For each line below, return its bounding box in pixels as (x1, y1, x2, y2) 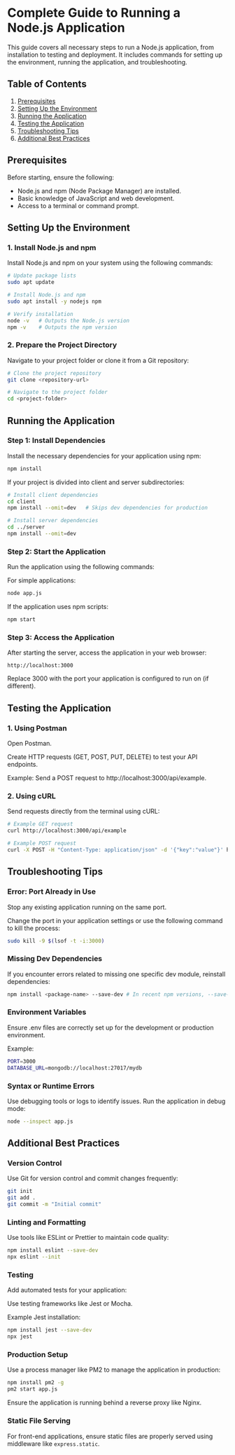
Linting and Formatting (7, 1217, 86, 1227)
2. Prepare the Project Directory (7, 340, 117, 350)
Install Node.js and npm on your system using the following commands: (7, 259, 213, 267)
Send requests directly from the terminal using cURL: (7, 807, 160, 816)
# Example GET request (7, 821, 73, 828)
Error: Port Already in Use (7, 887, 97, 896)
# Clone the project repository (7, 369, 101, 376)
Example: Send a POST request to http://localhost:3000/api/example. (7, 774, 207, 782)
